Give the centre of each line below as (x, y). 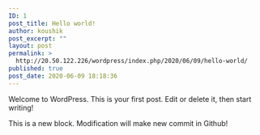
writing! (21, 108)
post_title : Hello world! (52, 23)
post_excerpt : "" (38, 38)
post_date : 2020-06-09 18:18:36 (63, 76)
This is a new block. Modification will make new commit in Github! (118, 123)
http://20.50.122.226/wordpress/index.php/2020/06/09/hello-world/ (132, 61)
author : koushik (36, 31)
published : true (36, 69)
